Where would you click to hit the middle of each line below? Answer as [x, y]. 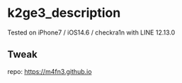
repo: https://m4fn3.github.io [50, 71]
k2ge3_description [64, 13]
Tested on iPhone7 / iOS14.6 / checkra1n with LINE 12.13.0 [91, 32]
